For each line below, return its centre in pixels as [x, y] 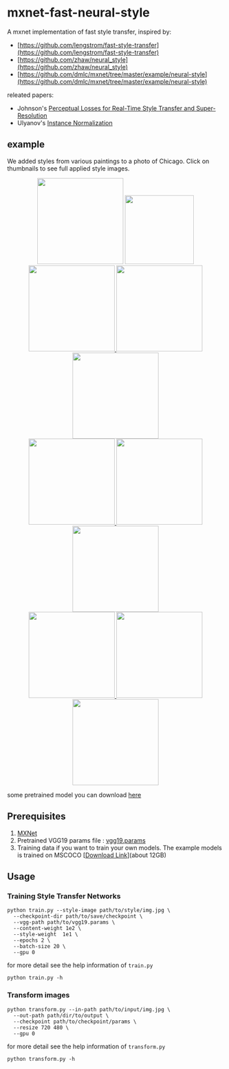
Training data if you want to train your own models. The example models [119, 847]
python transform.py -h [41, 1059]
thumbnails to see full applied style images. [68, 168]
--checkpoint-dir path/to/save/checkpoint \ [78, 916]
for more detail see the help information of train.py [80, 965]
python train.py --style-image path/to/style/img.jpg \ [89, 910]
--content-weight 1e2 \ [47, 929]
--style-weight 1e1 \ [46, 935]
